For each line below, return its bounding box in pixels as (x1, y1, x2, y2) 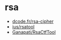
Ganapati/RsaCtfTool (12, 29, 56, 35)
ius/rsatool (12, 23, 35, 29)
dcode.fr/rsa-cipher (12, 18, 54, 24)
